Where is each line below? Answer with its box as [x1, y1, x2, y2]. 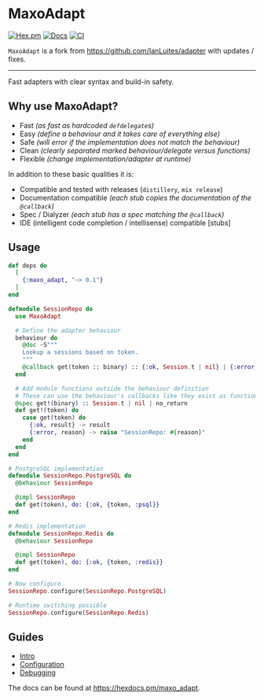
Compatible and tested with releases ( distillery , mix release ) [19, 184, 223, 193]
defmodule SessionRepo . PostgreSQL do [8, 472, 132, 480]
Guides [8, 630, 45, 643]
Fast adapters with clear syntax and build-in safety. [8, 76, 174, 87]
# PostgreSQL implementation [8, 465, 104, 473]
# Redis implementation [8, 522, 86, 530]
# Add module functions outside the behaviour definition [15, 385, 210, 392]
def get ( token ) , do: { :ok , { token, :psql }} [15, 501, 159, 509]
